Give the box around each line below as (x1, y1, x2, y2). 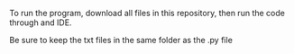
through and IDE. (9, 17, 72, 28)
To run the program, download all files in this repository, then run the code (9, 8, 286, 18)
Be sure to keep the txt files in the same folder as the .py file (9, 35, 233, 45)
